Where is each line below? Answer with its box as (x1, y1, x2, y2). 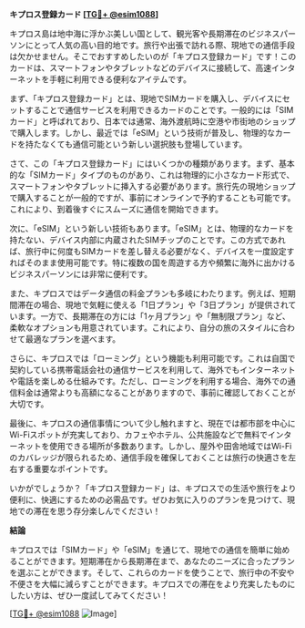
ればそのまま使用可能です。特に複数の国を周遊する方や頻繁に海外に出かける (9, 257, 296, 268)
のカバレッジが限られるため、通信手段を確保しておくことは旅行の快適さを (9, 452, 289, 463)
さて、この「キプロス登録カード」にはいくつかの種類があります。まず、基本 (9, 159, 295, 169)
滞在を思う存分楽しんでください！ (33, 506, 161, 516)
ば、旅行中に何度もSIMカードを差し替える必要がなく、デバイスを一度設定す (9, 246, 295, 256)
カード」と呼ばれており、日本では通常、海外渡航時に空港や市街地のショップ (9, 116, 296, 127)
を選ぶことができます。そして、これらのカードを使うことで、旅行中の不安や (9, 567, 295, 578)
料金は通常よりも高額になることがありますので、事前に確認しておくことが (16, 387, 296, 397)
